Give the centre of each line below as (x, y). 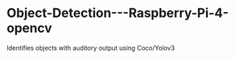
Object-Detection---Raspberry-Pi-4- (117, 13)
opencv (29, 28)
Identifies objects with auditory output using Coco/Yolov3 (91, 48)
